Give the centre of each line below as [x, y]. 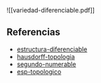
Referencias [34, 32]
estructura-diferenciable [52, 49]
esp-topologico [39, 71]
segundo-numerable [46, 64]
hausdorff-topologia [46, 56]
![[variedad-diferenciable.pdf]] [51, 10]
